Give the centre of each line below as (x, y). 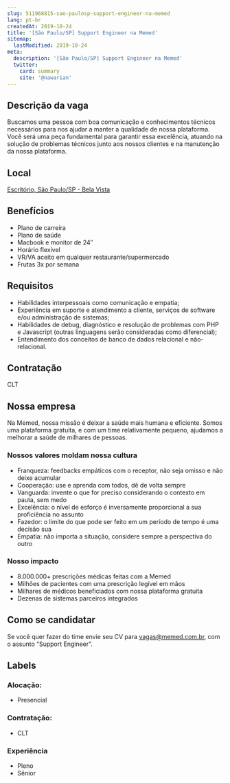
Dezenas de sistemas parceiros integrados (78, 598)
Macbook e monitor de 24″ (55, 242)
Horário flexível (38, 249)
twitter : (26, 65)
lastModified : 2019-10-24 (50, 45)
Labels (22, 666)
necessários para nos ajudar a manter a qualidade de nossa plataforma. (109, 129)
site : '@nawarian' (46, 77)
